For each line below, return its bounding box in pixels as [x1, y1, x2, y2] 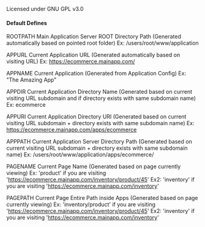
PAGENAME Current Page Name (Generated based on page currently [6, 163, 181, 171]
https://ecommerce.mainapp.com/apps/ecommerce [6, 126, 137, 134]
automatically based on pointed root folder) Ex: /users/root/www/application [6, 39, 199, 47]
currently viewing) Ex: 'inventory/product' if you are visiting [6, 201, 156, 208]
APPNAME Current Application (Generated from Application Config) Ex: [6, 70, 187, 77]
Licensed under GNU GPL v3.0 [6, 6, 84, 12]
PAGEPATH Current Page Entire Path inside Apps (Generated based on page [6, 194, 198, 202]
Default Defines [6, 19, 47, 26]
